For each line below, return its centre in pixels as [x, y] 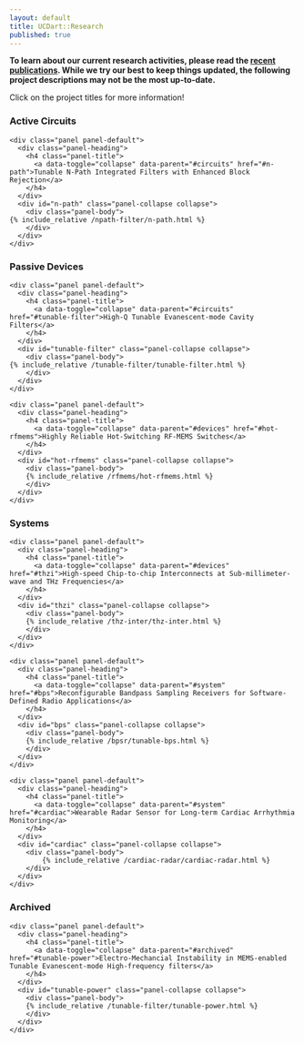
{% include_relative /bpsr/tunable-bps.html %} [117, 741]
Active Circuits [43, 121]
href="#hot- [256, 429]
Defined [24, 702]
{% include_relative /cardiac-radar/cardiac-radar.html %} [157, 861]
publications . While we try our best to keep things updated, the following [150, 70]
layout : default [40, 18]
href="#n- [256, 164]
